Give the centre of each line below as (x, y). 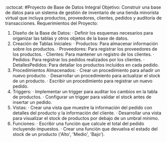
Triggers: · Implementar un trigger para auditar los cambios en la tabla (85, 92)
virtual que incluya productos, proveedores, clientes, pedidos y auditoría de (83, 18)
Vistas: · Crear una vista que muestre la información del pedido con (82, 108)
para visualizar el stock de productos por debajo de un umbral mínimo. (86, 118)
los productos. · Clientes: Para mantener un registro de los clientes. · (83, 54)
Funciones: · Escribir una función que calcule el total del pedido (78, 123)
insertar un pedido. (32, 102)
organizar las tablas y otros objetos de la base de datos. (70, 38)
